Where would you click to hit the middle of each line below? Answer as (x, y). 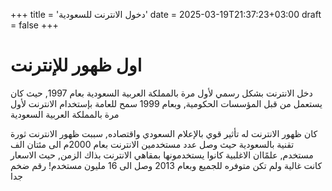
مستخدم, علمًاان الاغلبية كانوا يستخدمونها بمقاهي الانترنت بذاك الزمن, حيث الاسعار (162, 155)
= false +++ (34, 25)
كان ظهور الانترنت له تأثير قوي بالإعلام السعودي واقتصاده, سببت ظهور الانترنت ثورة (164, 133)
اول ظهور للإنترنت (76, 65)
